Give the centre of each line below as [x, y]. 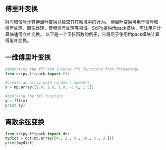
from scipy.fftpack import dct [37, 134]
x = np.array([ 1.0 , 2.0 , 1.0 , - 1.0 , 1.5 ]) [50, 87]
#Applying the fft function [34, 96]
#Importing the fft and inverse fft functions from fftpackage [72, 69]
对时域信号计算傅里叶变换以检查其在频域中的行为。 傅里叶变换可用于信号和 [82, 22]
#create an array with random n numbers [48, 83]
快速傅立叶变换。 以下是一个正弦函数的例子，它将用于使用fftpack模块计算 [84, 34]
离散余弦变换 [25, 122]
